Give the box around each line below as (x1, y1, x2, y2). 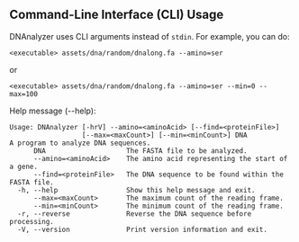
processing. (9, 217, 54, 226)
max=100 (9, 89, 39, 98)
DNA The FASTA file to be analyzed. (32, 146, 248, 156)
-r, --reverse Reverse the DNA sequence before (17, 209, 252, 219)
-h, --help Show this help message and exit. (17, 185, 256, 194)
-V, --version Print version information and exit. (17, 225, 268, 234)
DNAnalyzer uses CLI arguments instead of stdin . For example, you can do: (9, 31, 290, 41)
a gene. (9, 162, 39, 171)
